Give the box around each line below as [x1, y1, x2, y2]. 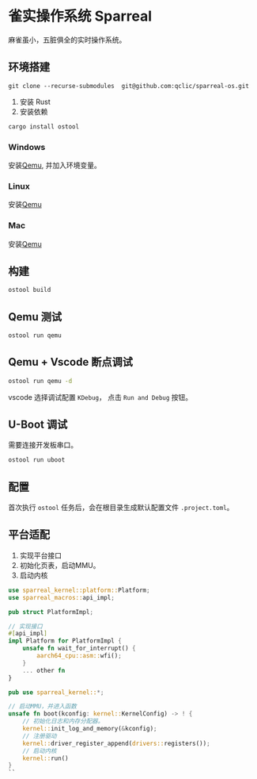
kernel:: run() [22, 754, 69, 762]
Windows [8, 141, 46, 152]
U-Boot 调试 [8, 417, 68, 431]
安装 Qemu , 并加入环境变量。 [8, 160, 101, 170]
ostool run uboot [8, 456, 66, 464]
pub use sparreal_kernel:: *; [8, 688, 104, 696]
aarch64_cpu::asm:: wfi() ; [36, 652, 123, 660]
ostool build [8, 286, 51, 294]
